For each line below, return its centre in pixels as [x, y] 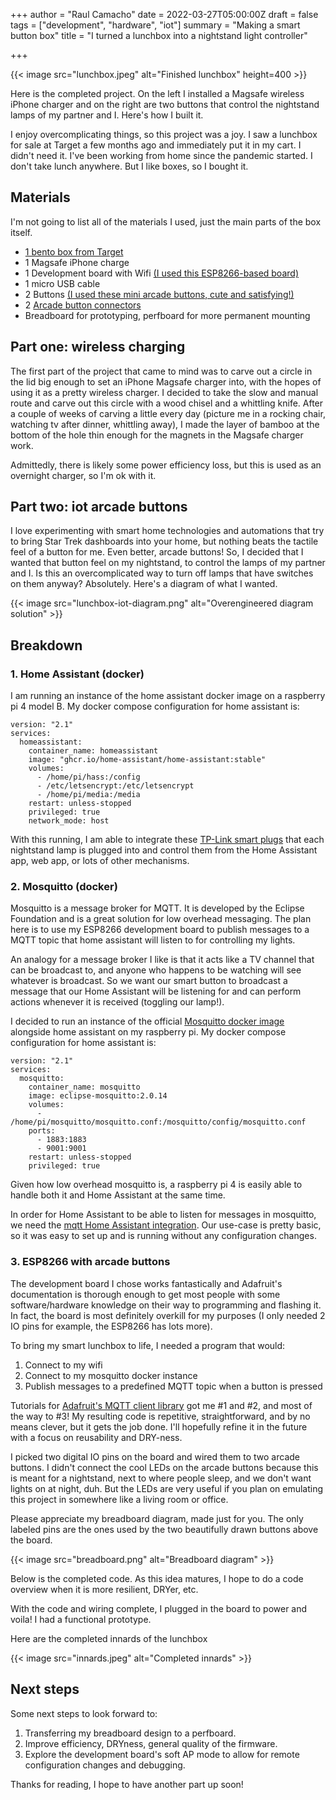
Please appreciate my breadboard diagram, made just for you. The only [157, 1518]
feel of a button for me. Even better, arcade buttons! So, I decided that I [157, 552]
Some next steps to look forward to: [84, 1713]
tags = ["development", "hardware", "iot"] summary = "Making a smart [155, 25]
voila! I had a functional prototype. [81, 1619]
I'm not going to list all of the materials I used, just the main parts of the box [166, 221]
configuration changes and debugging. [105, 1765]
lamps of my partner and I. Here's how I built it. [107, 115]
